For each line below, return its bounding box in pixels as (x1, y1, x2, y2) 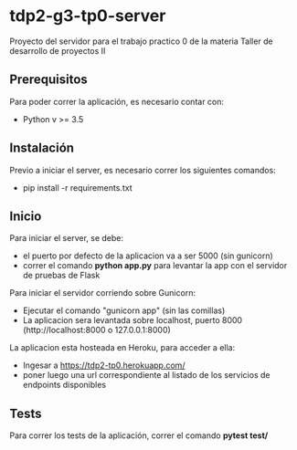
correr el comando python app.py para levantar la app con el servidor (22, 260, 288, 271)
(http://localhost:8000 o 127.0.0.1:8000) (22, 325, 171, 336)
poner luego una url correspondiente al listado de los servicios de (22, 370, 270, 381)
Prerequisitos (9, 72, 89, 88)
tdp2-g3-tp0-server (9, 5, 166, 26)
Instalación (9, 141, 75, 156)
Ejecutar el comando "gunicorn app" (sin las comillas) (22, 305, 226, 316)
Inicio (9, 208, 42, 224)
